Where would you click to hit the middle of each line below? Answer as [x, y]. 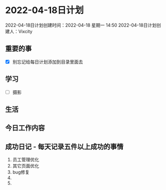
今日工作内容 [25, 128]
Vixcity [25, 31]
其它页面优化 [26, 166]
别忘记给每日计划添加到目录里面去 [48, 62]
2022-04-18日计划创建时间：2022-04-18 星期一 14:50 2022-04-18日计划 [81, 25]
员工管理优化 [26, 160]
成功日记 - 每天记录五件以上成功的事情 [64, 147]
